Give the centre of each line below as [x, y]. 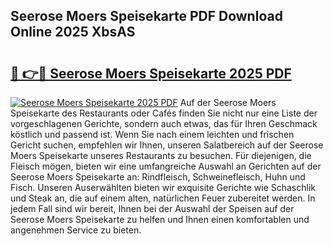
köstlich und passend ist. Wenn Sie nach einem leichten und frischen [152, 134]
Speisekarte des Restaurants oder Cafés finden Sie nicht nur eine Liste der [164, 113]
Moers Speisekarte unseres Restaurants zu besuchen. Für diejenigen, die [161, 155]
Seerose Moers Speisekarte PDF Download [146, 16]
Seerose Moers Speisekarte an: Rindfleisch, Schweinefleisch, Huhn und [158, 177]
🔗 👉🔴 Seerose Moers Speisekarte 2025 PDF [151, 73]
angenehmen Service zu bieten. [76, 230]
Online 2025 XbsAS [73, 32]
